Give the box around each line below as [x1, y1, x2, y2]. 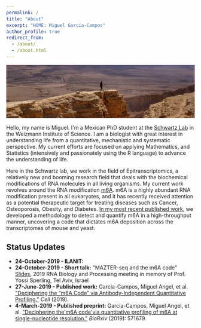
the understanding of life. [6, 156, 69, 163]
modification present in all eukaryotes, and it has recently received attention [6, 193, 193, 200]
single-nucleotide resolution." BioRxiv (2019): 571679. [14, 314, 147, 322]
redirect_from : [6, 35, 44, 41]
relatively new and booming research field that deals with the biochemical [6, 174, 188, 181]
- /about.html [11, 48, 47, 54]
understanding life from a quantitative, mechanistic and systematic [6, 137, 170, 144]
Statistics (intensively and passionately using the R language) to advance [6, 149, 187, 157]
